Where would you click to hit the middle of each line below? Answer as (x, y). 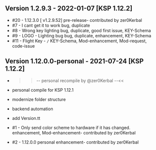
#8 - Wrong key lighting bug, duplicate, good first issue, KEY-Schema (81, 30)
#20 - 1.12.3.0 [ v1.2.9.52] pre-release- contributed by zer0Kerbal (77, 20)
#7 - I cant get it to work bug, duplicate (51, 25)
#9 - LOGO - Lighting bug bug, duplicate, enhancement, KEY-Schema (82, 35)
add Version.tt (26, 118)
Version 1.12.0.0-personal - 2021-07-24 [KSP (74, 61)
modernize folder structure (39, 99)
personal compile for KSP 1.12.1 (43, 90)
